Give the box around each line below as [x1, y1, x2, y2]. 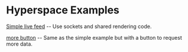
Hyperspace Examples [6, 4, 120, 17]
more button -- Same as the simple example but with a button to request [6, 34, 182, 41]
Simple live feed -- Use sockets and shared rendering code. [6, 23, 152, 30]
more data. [6, 40, 33, 47]
